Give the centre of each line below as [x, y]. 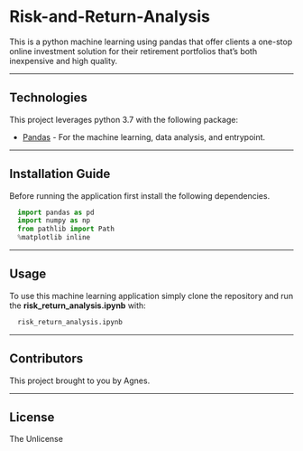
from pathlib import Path [66, 229]
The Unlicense [36, 439]
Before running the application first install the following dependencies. [140, 195]
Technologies [49, 98]
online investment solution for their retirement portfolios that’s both [133, 51]
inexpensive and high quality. [64, 61]
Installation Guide [60, 174]
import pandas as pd [56, 212]
